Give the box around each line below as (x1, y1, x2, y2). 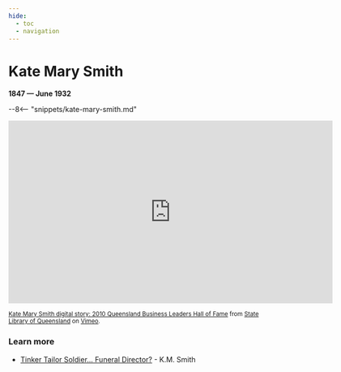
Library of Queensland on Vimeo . (8, 318, 100, 326)
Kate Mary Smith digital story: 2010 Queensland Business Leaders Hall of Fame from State (8, 310, 259, 318)
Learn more (8, 336, 55, 348)
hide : (8, 11, 27, 20)
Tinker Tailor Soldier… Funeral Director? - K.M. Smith (19, 354, 196, 364)
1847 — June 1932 (8, 89, 71, 98)
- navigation (15, 27, 60, 35)
